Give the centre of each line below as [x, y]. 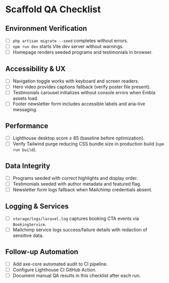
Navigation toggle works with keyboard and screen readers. [76, 81]
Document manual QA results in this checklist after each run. [77, 276]
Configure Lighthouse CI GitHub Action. [55, 270]
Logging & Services [37, 206]
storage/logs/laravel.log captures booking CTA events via [76, 218]
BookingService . [30, 225]
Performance [27, 126]
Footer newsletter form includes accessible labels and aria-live [79, 104]
